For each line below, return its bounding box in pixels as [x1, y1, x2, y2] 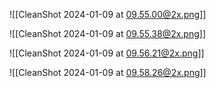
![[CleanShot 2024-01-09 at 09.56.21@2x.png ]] [9, 47, 205, 59]
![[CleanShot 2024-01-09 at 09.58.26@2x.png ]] [9, 67, 207, 78]
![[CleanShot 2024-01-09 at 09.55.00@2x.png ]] [9, 9, 207, 20]
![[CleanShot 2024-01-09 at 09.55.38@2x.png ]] [9, 28, 207, 39]
